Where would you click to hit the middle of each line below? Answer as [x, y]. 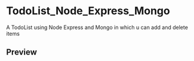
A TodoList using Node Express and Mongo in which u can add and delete [97, 27]
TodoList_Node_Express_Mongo [88, 11]
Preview [22, 52]
